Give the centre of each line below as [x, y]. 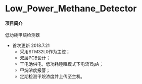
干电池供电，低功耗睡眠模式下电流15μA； [62, 64]
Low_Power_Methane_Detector [71, 9]
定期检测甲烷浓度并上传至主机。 [52, 77]
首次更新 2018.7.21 [31, 45]
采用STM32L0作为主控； [45, 52]
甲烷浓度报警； [35, 70]
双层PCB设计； [35, 58]
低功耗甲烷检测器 [23, 35]
